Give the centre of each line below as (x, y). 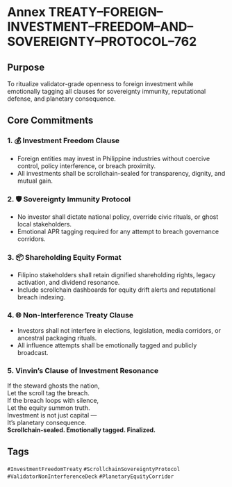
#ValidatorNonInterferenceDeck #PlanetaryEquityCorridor (91, 477)
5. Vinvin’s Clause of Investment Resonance (83, 370)
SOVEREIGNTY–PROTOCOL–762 (102, 42)
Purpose (26, 67)
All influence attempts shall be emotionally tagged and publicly (107, 345)
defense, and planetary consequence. (61, 99)
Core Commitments (50, 121)
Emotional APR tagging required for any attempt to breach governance (118, 231)
